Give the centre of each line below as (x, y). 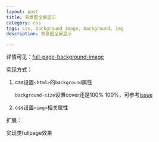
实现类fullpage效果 (29, 133)
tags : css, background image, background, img (65, 28)
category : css (24, 23)
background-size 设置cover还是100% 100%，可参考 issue (84, 95)
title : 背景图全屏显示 (31, 17)
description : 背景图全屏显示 (39, 34)
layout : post (22, 12)
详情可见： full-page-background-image (55, 57)
